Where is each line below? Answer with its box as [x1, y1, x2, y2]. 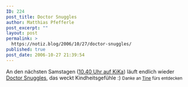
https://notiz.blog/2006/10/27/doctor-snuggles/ [11, 41, 132, 47]
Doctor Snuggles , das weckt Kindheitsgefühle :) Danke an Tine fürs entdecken [6, 74, 183, 81]
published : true [6, 47, 46, 53]
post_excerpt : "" [6, 25, 48, 31]
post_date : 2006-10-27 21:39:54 [6, 52, 85, 58]
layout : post [6, 30, 38, 36]
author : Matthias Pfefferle [6, 19, 75, 25]
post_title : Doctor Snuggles [6, 14, 77, 20]
